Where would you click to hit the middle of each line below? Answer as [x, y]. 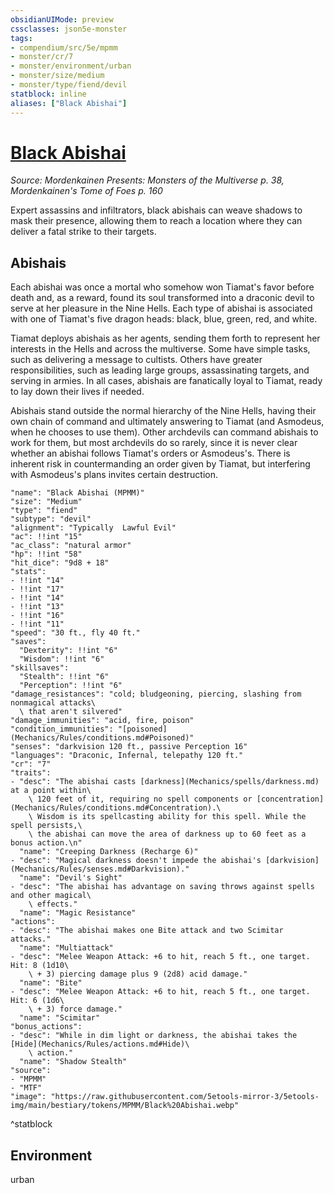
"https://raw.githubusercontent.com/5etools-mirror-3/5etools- [185, 1097]
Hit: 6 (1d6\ [37, 1001]
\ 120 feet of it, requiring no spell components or [140, 799]
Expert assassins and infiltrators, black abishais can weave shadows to [156, 210]
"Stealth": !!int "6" [64, 677]
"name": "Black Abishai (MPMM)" [77, 493]
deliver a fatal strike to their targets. [83, 232]
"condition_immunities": [62, 729]
